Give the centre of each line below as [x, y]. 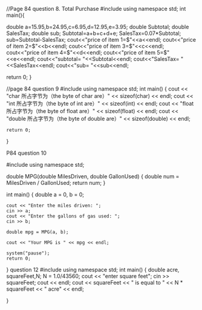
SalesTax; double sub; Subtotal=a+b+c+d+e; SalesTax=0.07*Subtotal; [94, 33]
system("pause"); [28, 253]
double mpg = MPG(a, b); [37, 232]
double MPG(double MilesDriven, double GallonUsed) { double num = [93, 176]
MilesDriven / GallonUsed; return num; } [56, 183]
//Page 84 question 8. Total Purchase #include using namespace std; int [96, 9]
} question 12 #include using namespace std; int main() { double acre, [93, 270]
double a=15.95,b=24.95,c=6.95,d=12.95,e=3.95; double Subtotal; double [98, 27]
